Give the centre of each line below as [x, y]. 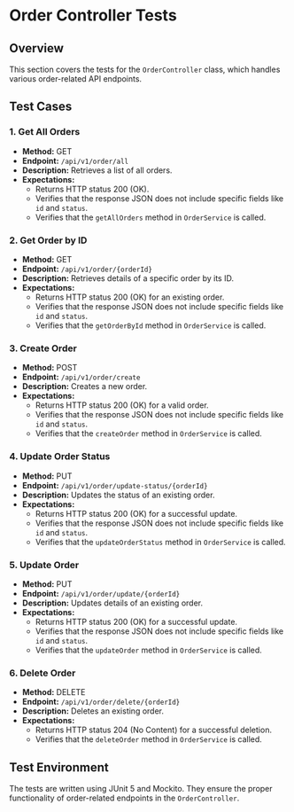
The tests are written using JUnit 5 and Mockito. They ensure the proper [141, 788]
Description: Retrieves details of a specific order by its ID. [128, 278]
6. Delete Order [43, 673]
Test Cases [41, 107]
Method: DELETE [54, 692]
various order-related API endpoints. [76, 79]
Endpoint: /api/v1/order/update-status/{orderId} [115, 485]
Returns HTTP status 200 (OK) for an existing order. [130, 297]
